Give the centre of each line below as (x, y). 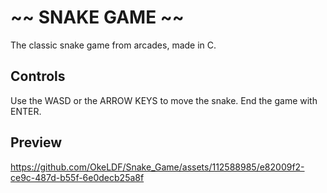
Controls (38, 76)
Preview (36, 142)
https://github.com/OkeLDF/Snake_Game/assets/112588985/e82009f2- (157, 167)
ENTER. (26, 111)
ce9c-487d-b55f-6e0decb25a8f (77, 177)
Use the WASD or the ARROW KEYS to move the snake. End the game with (164, 100)
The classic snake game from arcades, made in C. (113, 45)
